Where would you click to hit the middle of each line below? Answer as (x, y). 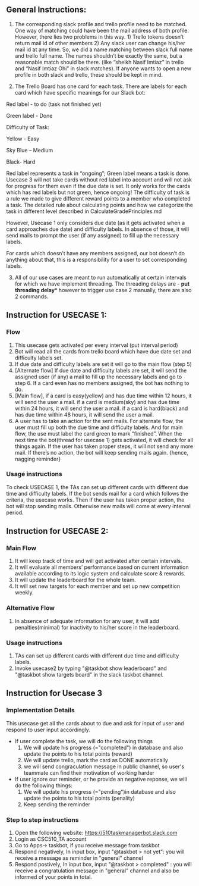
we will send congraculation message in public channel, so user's (104, 766)
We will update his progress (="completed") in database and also (103, 747)
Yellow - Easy (23, 139)
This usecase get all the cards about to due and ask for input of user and (95, 723)
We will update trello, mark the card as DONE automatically (96, 760)
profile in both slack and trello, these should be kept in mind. (89, 74)
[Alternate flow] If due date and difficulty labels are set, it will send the (101, 370)
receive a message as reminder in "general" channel (79, 858)
